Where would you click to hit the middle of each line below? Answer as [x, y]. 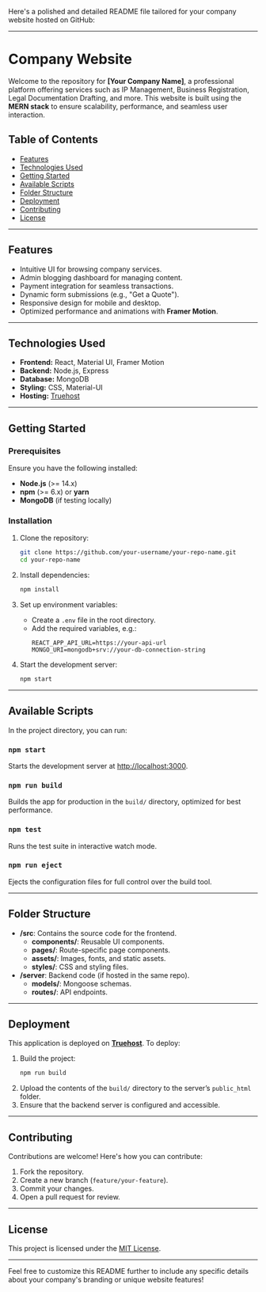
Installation [30, 520]
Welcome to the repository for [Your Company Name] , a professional [121, 81]
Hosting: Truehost [50, 396]
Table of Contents [53, 140]
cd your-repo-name [50, 560]
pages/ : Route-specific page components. [101, 950]
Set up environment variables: [68, 604]
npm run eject [35, 865]
